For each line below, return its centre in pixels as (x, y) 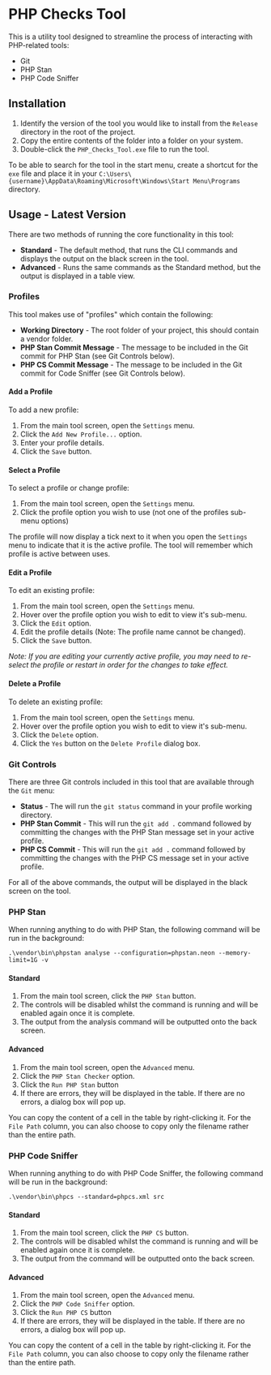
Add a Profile (31, 392)
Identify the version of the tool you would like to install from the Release (139, 123)
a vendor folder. (47, 338)
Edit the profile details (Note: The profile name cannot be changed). (133, 632)
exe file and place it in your (53, 173)
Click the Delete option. (59, 734)
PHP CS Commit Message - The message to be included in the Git (131, 364)
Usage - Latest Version (68, 215)
